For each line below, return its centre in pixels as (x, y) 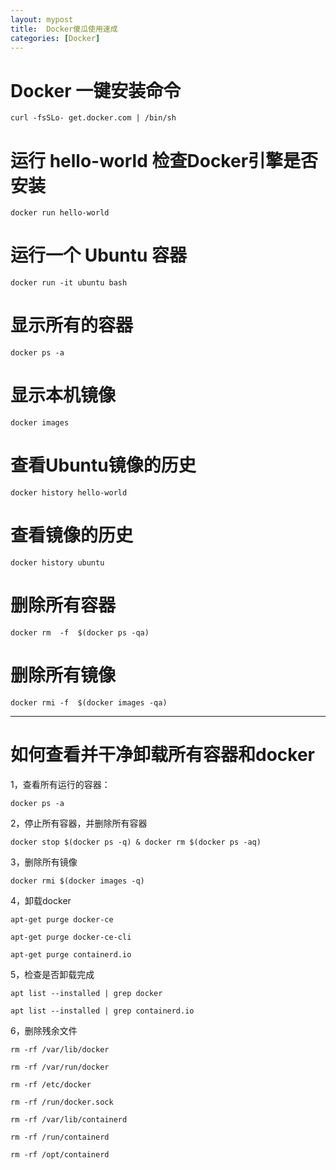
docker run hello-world (60, 213)
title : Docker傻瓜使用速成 (64, 29)
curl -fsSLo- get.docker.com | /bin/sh (93, 118)
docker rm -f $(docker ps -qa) (80, 632)
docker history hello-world (69, 493)
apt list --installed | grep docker (86, 993)
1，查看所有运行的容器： (60, 784)
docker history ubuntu (57, 562)
